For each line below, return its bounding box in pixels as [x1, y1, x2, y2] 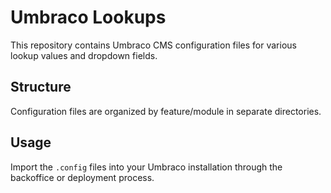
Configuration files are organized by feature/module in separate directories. [10, 105, 322, 117]
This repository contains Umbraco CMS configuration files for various [10, 39, 297, 51]
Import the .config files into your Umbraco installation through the [10, 161, 283, 173]
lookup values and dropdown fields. [10, 49, 158, 61]
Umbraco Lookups [10, 6, 167, 29]
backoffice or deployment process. [10, 171, 155, 183]
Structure [10, 79, 72, 96]
